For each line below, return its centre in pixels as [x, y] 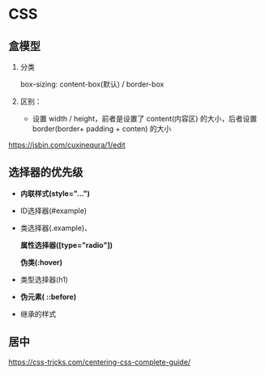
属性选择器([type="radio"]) [66, 245]
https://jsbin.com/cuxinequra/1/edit [67, 145]
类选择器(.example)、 [56, 228]
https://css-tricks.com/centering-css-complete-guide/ [100, 362]
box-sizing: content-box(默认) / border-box [92, 84]
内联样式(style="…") [55, 193]
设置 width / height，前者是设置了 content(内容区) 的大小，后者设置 [145, 119]
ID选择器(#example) [53, 211]
